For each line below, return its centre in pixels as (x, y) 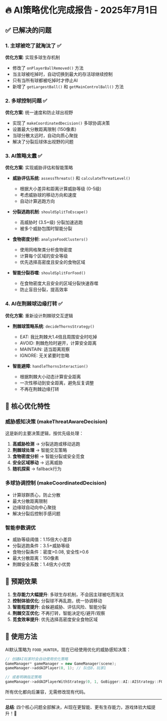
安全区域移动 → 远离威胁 (38, 463)
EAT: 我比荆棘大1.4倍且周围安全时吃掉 (58, 337)
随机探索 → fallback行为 (37, 469)
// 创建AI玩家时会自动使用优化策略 (37, 659)
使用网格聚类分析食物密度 (46, 250)
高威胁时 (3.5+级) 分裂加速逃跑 (51, 223)
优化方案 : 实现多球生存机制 (33, 57)
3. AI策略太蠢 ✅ (24, 156)
